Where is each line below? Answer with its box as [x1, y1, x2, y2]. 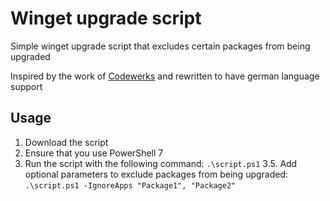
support [10, 80, 43, 92]
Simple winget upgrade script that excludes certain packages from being [10, 40, 311, 52]
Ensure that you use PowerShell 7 [24, 147, 164, 159]
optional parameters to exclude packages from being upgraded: [24, 168, 289, 180]
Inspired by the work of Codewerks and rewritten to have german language [10, 70, 320, 82]
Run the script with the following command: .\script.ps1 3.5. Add [24, 157, 298, 169]
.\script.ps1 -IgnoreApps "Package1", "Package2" [24, 180, 237, 191]
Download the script [24, 136, 109, 148]
